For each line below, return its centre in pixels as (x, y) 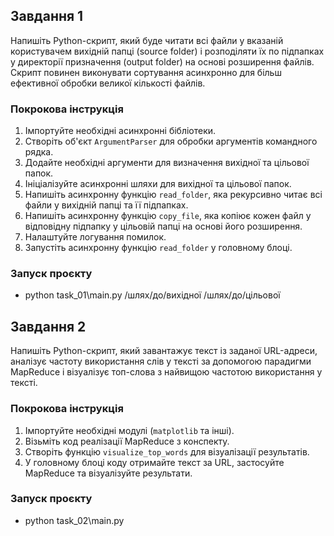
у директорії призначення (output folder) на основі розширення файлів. (162, 61)
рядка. (39, 152)
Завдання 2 (48, 326)
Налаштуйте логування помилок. (95, 237)
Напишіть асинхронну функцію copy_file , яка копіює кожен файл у (168, 216)
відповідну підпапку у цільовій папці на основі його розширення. (163, 226)
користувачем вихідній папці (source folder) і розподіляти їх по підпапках (167, 51)
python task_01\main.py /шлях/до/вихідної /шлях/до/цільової (152, 295)
